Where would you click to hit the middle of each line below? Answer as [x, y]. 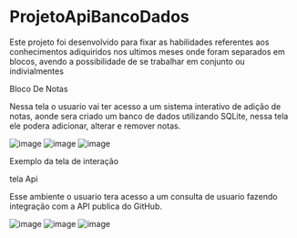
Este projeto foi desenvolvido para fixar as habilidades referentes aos [139, 42]
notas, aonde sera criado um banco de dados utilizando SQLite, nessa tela [149, 116]
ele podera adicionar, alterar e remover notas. [95, 126]
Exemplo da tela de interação [64, 160]
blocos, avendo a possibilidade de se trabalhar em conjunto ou [128, 61]
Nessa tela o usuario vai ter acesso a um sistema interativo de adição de [145, 106]
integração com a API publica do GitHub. [86, 206]
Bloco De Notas [39, 88]
